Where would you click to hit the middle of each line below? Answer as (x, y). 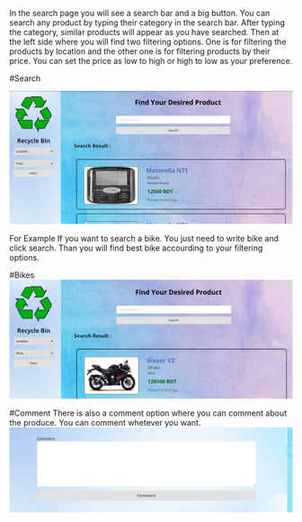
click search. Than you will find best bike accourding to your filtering (136, 248)
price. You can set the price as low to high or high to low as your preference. (151, 61)
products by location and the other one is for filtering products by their (140, 51)
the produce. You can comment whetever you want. (105, 422)
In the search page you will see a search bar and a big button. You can (140, 13)
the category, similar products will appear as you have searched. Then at (144, 32)
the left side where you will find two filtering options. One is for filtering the (148, 41)
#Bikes (22, 275)
